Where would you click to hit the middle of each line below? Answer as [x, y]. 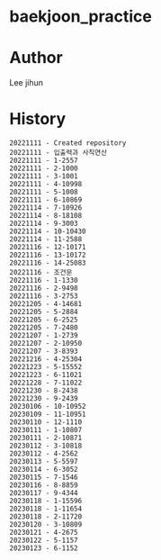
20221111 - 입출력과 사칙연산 [58, 153]
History [38, 119]
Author [36, 58]
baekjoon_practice [81, 17]
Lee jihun [26, 83]
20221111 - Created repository [68, 143]
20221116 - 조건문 [41, 273]
